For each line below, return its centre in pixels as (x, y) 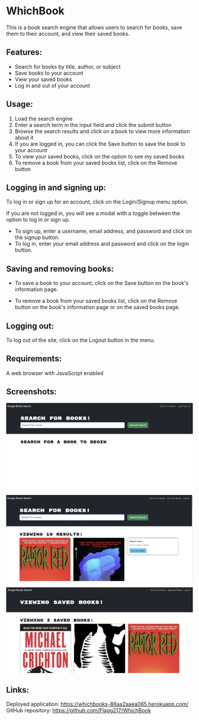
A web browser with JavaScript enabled (55, 373)
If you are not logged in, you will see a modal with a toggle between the (93, 213)
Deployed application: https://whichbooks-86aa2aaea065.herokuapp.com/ (97, 704)
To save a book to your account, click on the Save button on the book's (102, 283)
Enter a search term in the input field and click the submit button (93, 125)
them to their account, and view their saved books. (68, 33)
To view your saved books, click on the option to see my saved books (99, 156)
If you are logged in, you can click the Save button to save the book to (100, 144)
